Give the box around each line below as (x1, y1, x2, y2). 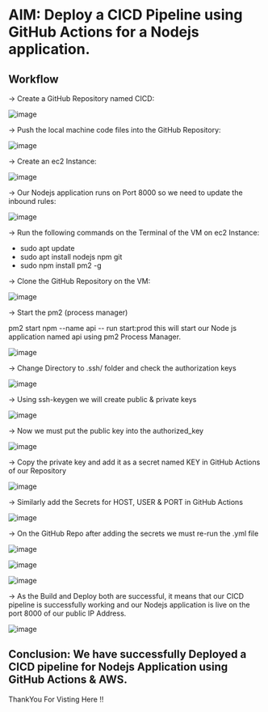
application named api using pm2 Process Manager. (8, 332, 182, 341)
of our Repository (8, 466, 67, 475)
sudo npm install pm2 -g (19, 261, 103, 270)
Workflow (8, 72, 59, 86)
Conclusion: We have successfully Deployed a (8, 647, 247, 661)
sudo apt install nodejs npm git (19, 252, 123, 261)
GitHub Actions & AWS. (8, 673, 128, 687)
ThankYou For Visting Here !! (8, 694, 104, 704)
